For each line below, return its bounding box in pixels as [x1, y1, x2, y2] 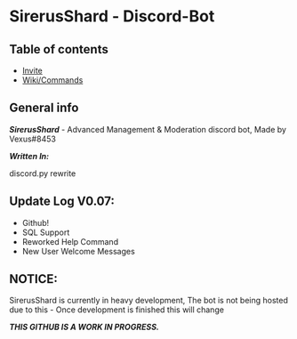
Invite [21, 65, 43, 76]
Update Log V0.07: [9, 194, 116, 209]
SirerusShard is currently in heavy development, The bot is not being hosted [9, 295, 289, 306]
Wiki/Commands [21, 75, 84, 85]
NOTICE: [9, 271, 58, 287]
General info [9, 101, 79, 116]
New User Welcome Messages [21, 246, 135, 256]
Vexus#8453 [9, 133, 56, 144]
